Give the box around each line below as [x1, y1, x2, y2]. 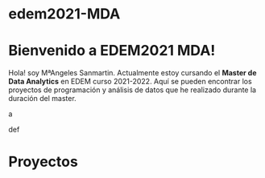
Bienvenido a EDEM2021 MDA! [8, 42, 216, 60]
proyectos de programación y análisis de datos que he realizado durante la [8, 85, 256, 95]
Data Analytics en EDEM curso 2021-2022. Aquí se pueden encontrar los [8, 77, 252, 87]
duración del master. [8, 94, 77, 103]
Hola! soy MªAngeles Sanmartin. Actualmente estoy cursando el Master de [8, 68, 257, 78]
